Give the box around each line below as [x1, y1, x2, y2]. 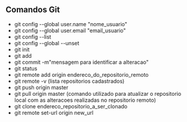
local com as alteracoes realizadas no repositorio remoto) [14, 96, 157, 104]
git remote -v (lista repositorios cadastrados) [14, 77, 125, 85]
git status [14, 65, 38, 72]
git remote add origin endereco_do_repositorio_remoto [14, 71, 149, 78]
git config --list [14, 33, 51, 40]
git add [14, 52, 32, 59]
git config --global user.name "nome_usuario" [14, 20, 128, 27]
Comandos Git [5, 5, 60, 15]
